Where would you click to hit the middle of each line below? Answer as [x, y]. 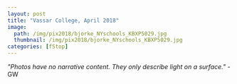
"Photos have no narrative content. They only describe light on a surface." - [119, 67]
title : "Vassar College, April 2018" [63, 20]
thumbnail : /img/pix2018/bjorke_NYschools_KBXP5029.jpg [98, 40]
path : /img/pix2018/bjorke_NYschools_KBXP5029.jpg [90, 34]
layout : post [27, 14]
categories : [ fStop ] [38, 47]
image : [17, 27]
